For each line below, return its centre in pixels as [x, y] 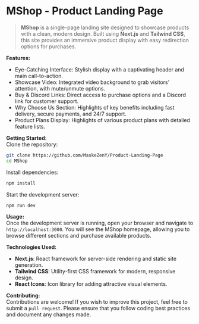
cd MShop [17, 161]
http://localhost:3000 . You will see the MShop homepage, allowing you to [98, 229]
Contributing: [23, 295]
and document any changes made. [49, 314]
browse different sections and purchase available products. [79, 236]
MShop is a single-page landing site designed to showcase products [105, 27]
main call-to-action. [39, 76]
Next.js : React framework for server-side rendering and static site [96, 259]
